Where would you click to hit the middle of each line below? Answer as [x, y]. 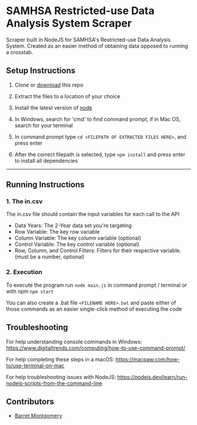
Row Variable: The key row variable [57, 232]
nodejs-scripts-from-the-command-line [54, 383]
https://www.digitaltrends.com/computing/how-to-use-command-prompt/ [96, 348]
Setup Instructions [41, 71]
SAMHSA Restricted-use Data [80, 11]
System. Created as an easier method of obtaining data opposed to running [97, 46]
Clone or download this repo [49, 85]
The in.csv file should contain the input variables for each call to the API [93, 214]
